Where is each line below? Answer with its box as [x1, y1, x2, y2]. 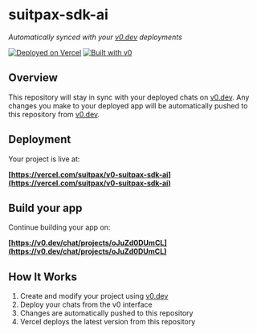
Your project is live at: [8, 154, 80, 164]
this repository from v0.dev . [8, 109, 100, 119]
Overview [8, 71, 59, 85]
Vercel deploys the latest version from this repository [19, 317, 196, 327]
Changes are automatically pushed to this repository [19, 308, 194, 318]
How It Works [8, 270, 78, 283]
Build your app [8, 201, 83, 214]
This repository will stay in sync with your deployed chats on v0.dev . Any [8, 92, 250, 102]
